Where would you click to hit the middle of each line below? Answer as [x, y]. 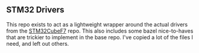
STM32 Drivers [35, 10]
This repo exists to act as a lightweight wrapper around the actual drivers [97, 24]
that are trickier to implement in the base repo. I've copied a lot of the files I [100, 37]
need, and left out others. [38, 43]
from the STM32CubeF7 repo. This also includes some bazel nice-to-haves [100, 31]
